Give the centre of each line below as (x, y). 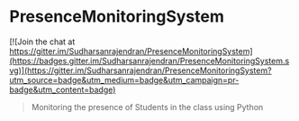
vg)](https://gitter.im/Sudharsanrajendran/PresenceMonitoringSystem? (140, 70)
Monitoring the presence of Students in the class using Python (147, 107)
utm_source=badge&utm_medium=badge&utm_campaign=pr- (124, 79)
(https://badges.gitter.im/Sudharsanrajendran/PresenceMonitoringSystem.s (149, 60)
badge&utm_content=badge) (63, 89)
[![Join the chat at (42, 42)
